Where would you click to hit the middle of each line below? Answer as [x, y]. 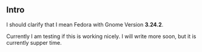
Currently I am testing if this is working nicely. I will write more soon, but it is [101, 36]
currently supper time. [34, 42]
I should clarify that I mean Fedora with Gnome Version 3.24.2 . [85, 24]
